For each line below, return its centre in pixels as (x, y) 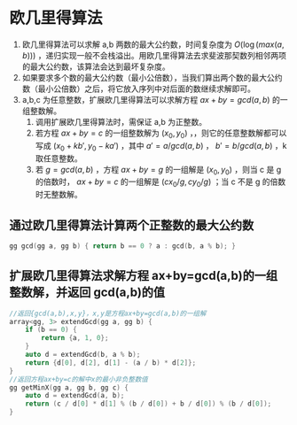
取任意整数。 (59, 158)
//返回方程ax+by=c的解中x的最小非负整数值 (78, 379)
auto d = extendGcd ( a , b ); (75, 396)
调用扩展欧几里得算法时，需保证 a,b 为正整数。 (121, 121)
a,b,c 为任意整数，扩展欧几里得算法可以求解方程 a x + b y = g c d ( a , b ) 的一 (155, 99)
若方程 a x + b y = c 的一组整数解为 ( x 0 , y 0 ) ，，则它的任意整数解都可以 (161, 134)
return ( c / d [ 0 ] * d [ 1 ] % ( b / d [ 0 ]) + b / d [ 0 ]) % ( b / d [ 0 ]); (148, 404)
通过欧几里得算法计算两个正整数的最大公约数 (132, 225)
